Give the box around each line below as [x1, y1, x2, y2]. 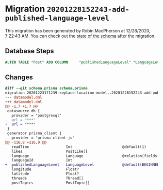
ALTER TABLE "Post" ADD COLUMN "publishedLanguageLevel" [5, 59, 131, 65]
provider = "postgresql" [11, 113, 62, 118]
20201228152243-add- [47, 5, 130, 14]
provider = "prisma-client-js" [11, 135, 75, 141]
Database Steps [5, 47, 54, 55]
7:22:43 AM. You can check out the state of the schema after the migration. [5, 33, 156, 39]
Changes [5, 73, 33, 82]
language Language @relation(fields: [11, 153, 160, 158]
